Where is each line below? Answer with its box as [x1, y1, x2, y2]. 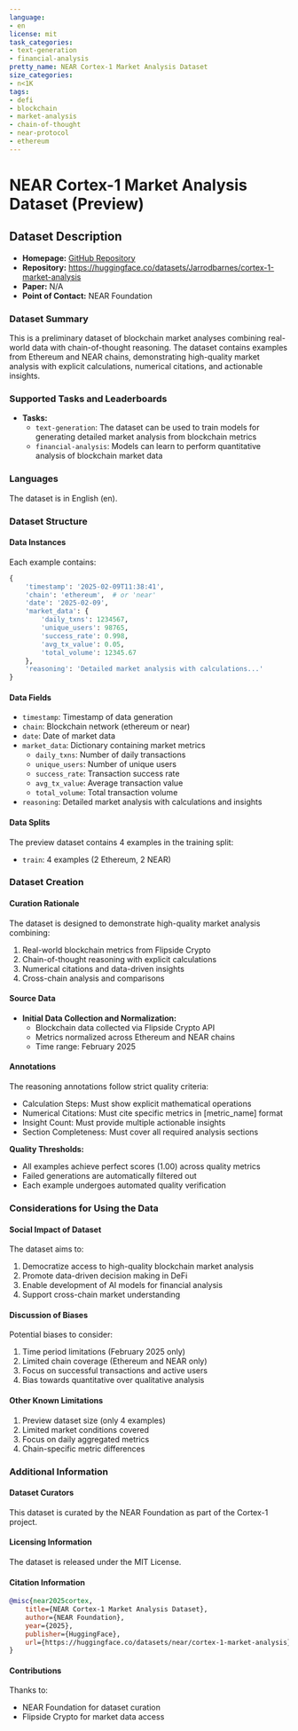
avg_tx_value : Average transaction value [35, 778, 184, 788]
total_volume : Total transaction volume [35, 787, 178, 798]
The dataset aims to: [9, 1244, 84, 1254]
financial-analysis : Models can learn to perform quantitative [35, 441, 262, 452]
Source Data [9, 993, 56, 1004]
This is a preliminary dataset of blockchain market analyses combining [9, 333, 267, 344]
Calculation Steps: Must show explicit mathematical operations [21, 1098, 252, 1110]
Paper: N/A [21, 281, 64, 291]
